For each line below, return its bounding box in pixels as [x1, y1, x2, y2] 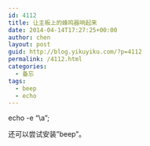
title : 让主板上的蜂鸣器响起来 [8, 19, 97, 27]
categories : [8, 63, 47, 71]
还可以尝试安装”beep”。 [8, 130, 86, 139]
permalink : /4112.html [8, 56, 82, 64]
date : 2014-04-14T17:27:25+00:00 [8, 26, 118, 34]
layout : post [8, 41, 51, 49]
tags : [8, 77, 26, 85]
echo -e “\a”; [8, 113, 49, 122]
